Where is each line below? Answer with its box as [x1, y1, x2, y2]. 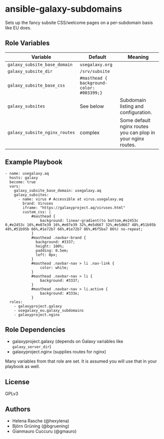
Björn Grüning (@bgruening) [12, 423, 70, 429]
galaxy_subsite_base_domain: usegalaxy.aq [14, 188, 102, 193]
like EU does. [5, 24, 32, 30]
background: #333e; [40, 291, 80, 296]
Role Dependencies [5, 325, 66, 334]
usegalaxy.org [80, 62, 113, 67]
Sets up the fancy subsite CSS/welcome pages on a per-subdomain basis [5, 20, 153, 25]
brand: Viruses [22, 201, 54, 206]
